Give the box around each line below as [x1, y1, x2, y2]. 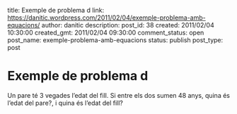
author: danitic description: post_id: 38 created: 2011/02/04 [41, 21, 214, 29]
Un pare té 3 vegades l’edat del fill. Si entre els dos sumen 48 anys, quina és [7, 91, 230, 99]
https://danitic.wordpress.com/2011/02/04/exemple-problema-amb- [7, 13, 207, 22]
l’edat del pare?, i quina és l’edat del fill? [7, 99, 124, 107]
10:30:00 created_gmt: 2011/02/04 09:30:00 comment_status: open [7, 28, 204, 37]
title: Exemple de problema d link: [7, 6, 105, 14]
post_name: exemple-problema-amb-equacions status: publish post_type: [7, 36, 224, 44]
